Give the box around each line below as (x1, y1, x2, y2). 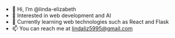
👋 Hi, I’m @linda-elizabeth (11, 6, 76, 12)
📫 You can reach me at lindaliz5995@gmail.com (11, 25, 133, 32)
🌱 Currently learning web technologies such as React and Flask (11, 18, 170, 25)
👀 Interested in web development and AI (11, 12, 111, 19)
